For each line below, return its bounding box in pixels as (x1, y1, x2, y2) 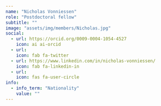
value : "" (16, 91, 41, 97)
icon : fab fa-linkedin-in (16, 63, 80, 69)
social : (5, 31, 25, 37)
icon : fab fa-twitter (16, 52, 69, 58)
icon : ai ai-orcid (16, 42, 61, 48)
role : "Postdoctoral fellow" (5, 14, 77, 20)
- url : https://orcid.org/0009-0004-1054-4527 (11, 36, 127, 42)
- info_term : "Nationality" (11, 85, 80, 91)
